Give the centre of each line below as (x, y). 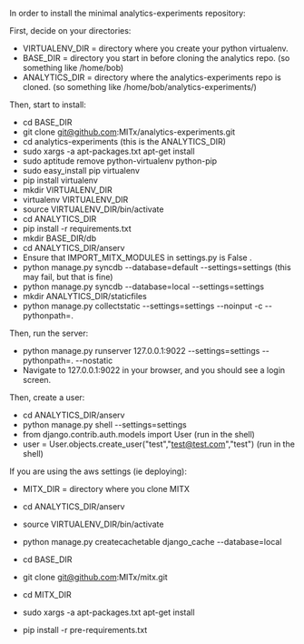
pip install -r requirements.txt (77, 228)
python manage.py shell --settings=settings (105, 425)
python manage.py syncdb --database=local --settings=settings (143, 287)
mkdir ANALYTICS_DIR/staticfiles (84, 296)
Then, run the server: (49, 333)
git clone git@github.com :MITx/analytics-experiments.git (129, 132)
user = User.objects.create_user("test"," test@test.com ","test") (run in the (158, 444)
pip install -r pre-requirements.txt (85, 630)
